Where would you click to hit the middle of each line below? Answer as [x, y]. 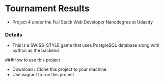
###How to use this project [33, 60]
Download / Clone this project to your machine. [60, 69]
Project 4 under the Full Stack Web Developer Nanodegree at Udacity [82, 22]
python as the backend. [36, 51]
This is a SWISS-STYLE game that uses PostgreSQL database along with [86, 45]
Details [14, 35]
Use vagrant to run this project [43, 75]
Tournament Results [47, 9]
